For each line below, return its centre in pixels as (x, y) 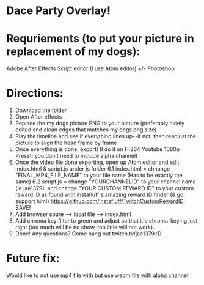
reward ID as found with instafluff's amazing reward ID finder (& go (99, 195)
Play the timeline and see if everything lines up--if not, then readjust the (106, 136)
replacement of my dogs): (73, 52)
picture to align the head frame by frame (66, 143)
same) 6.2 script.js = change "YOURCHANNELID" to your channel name (106, 182)
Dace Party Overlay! (59, 11)
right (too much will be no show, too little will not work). (85, 228)
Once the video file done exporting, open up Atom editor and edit (97, 162)
